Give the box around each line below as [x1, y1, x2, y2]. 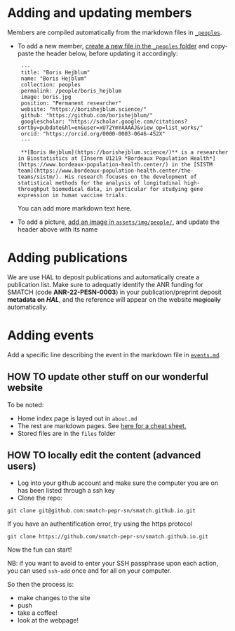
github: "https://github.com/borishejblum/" [20, 112, 153, 119]
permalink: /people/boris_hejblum [20, 87, 122, 94]
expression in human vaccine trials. [17, 192, 128, 199]
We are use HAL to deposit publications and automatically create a [7, 272, 200, 281]
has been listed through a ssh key [17, 486, 115, 495]
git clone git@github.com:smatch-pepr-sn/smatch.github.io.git [7, 507, 196, 514]
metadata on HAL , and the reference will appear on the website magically [7, 295, 221, 303]
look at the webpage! [17, 616, 79, 625]
